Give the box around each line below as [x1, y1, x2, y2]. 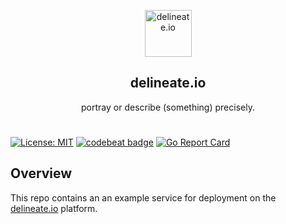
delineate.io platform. [10, 202, 98, 214]
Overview [10, 165, 73, 182]
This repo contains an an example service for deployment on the [10, 191, 277, 204]
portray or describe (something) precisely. [81, 101, 255, 113]
